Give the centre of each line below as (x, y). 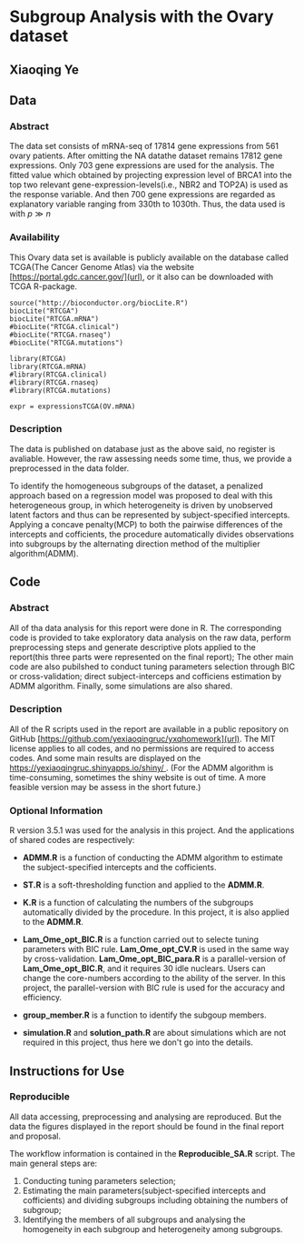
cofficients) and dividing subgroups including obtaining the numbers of (155, 1200)
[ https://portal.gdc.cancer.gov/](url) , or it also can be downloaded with (142, 276)
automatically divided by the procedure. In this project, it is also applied (156, 912)
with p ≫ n (30, 214)
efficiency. (42, 998)
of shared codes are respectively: (72, 840)
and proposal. (35, 1136)
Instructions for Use (67, 1071)
